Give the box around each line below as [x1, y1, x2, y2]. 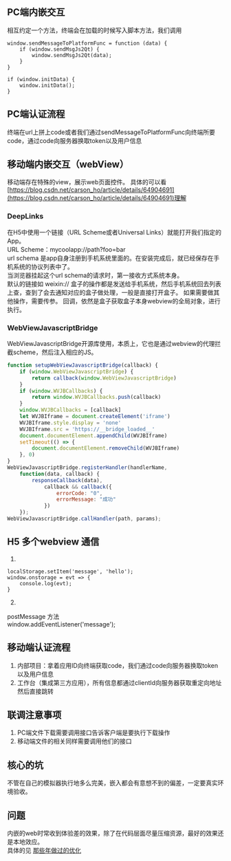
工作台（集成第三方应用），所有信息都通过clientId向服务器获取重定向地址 [16, 678, 222, 686]
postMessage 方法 [7, 612, 60, 620]
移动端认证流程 [7, 642, 71, 653]
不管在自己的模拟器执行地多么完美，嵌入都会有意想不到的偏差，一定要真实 [7, 779, 218, 787]
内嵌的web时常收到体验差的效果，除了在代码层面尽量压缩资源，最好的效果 [7, 829, 218, 837]
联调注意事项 [7, 709, 62, 721]
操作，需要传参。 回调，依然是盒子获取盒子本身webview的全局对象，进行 [12, 296, 221, 305]
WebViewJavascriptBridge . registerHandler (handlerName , [7, 464, 168, 471]
